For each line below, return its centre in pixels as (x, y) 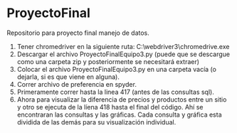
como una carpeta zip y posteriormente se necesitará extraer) (108, 61)
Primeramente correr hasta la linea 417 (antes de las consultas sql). (115, 92)
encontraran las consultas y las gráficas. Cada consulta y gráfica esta (119, 115)
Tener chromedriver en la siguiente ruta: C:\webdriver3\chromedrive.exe (123, 46)
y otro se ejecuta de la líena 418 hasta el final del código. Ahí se (110, 107)
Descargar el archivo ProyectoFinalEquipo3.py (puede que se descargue (123, 54)
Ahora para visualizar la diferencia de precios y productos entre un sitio (122, 99)
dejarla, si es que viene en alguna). (68, 77)
